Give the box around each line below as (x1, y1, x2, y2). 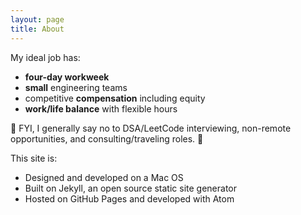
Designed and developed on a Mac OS (24, 171, 184, 183)
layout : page (10, 14, 65, 25)
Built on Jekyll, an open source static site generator (24, 182, 238, 194)
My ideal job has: (10, 51, 81, 63)
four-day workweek (24, 71, 110, 83)
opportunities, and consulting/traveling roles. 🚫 (10, 132, 204, 145)
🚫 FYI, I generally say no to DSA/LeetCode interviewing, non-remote (10, 122, 292, 134)
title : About (10, 24, 65, 34)
